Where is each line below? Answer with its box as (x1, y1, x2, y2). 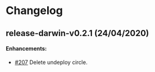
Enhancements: (6, 45, 47, 52)
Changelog (6, 4, 63, 18)
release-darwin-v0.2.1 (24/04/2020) (6, 28, 149, 38)
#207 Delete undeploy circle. (14, 59, 88, 66)
